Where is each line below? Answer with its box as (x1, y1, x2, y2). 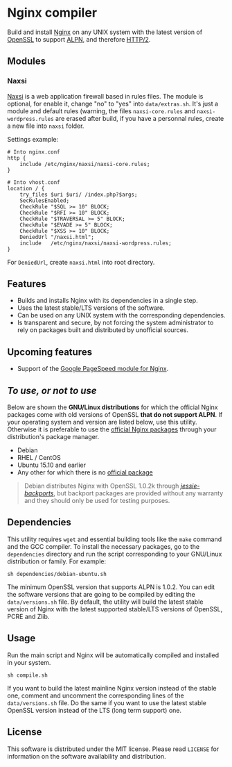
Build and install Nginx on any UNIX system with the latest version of (7, 28, 203, 36)
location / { (7, 185, 45, 192)
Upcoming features (7, 346, 92, 358)
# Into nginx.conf (7, 148, 60, 156)
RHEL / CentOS (17, 454, 61, 462)
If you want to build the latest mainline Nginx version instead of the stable (7, 684, 217, 692)
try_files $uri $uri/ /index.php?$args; (19, 191, 138, 198)
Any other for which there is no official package (17, 468, 154, 477)
